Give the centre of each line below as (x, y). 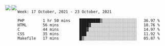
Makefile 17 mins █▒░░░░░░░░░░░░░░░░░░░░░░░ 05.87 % (89, 38)
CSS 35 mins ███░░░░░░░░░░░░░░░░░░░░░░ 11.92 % (89, 34)
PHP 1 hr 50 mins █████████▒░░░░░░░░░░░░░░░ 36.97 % (89, 21)
